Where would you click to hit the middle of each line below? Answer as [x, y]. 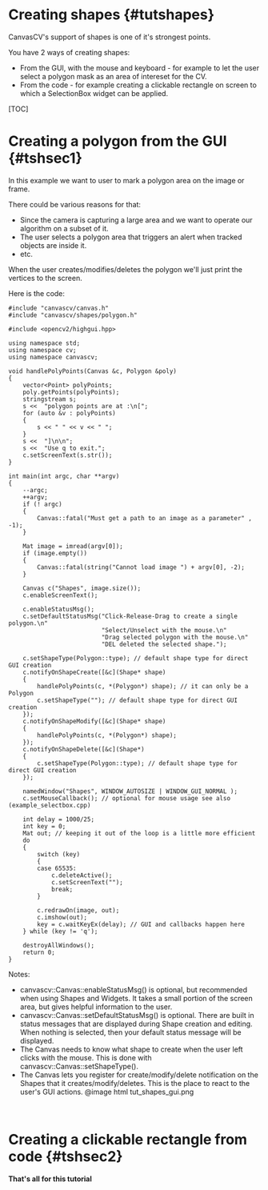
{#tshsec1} [45, 158]
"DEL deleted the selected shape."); [164, 644]
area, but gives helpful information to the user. [96, 1007]
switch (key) [59, 854]
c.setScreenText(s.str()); [68, 455]
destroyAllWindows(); [58, 945]
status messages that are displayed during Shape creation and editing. [136, 1024]
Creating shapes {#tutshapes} [111, 15]
